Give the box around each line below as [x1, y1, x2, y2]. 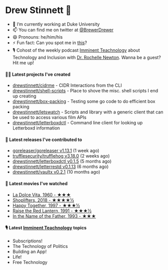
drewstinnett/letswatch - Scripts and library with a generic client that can [12, 109, 163, 115]
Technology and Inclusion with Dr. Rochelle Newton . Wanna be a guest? [12, 54, 161, 60]
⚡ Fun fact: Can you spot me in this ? [12, 40, 87, 46]
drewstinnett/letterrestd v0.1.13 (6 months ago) [12, 164, 109, 170]
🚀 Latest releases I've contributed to [5, 137, 82, 143]
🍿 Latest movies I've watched [5, 180, 68, 186]
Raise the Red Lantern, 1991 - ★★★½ [12, 208, 92, 214]
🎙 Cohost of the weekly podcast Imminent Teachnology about [12, 47, 140, 53]
